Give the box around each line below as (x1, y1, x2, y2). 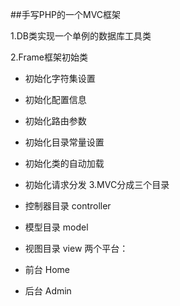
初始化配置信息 (24, 94, 87, 105)
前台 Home (24, 264, 70, 275)
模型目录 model (24, 221, 89, 233)
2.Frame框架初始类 (10, 51, 88, 63)
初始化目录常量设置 (24, 136, 105, 148)
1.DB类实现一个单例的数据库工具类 (10, 30, 152, 42)
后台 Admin (24, 285, 72, 297)
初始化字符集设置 (24, 73, 96, 84)
